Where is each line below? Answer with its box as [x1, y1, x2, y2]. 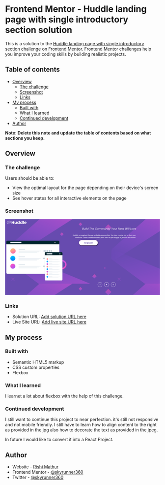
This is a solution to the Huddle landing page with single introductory [5, 40, 144, 46]
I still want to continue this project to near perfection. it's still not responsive [5, 417, 159, 422]
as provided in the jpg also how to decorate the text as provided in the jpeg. [5, 427, 158, 433]
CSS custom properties [12, 364, 60, 370]
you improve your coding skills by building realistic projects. [5, 51, 126, 57]
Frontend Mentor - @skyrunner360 [12, 469, 83, 475]
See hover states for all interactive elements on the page [12, 195, 127, 201]
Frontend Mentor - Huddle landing [5, 3, 147, 15]
